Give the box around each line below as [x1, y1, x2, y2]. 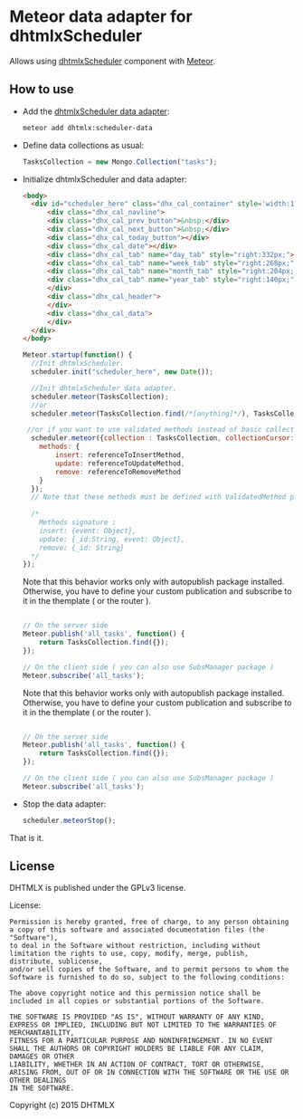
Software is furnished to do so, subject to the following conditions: [9, 973, 285, 982]
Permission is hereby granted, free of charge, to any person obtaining [9, 917, 289, 927]
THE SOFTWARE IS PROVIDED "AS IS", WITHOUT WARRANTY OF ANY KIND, [9, 1012, 265, 1022]
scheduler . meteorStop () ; [22, 816, 117, 825]
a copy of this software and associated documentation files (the [9, 925, 265, 934]
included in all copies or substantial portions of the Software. [9, 997, 265, 1006]
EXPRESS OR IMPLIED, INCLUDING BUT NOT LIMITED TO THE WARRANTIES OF [9, 1020, 278, 1029]
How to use [9, 81, 74, 97]
